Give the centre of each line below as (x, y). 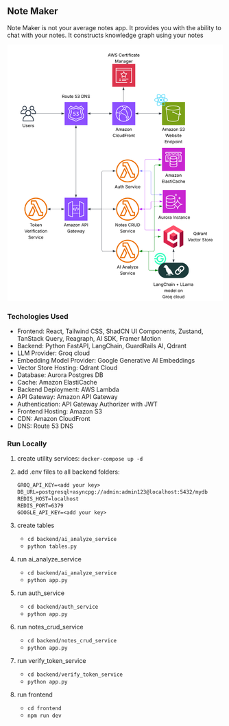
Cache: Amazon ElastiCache (57, 383)
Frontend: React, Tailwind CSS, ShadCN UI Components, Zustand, (110, 331)
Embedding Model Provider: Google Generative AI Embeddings (106, 361)
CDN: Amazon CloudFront (53, 419)
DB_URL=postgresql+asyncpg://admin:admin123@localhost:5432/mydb (112, 492)
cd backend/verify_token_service (75, 675)
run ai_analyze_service (49, 559)
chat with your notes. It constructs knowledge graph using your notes (105, 35)
